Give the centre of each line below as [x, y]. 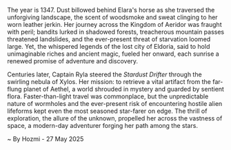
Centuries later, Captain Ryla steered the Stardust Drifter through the [104, 74]
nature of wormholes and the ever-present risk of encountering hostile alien [115, 104]
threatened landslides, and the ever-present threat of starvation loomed [109, 39]
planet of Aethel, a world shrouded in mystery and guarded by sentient [123, 89]
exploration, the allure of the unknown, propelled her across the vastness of [115, 118]
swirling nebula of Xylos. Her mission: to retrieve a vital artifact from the [109, 82]
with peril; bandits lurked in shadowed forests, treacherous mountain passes [116, 32]
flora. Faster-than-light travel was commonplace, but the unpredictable [108, 96]
